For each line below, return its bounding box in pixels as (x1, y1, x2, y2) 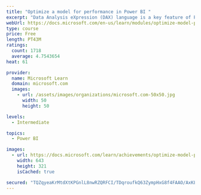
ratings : (6, 42, 28, 48)
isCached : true (17, 169, 55, 175)
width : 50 (22, 97, 47, 103)
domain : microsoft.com (11, 81, 68, 87)
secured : (6, 179, 28, 185)
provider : (6, 69, 31, 75)
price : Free (6, 31, 36, 37)
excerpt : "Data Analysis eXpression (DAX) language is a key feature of (6, 14, 191, 20)
